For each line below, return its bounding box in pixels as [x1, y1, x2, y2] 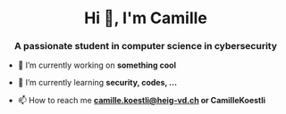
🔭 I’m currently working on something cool [17, 60, 177, 70]
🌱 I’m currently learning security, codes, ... [17, 77, 177, 88]
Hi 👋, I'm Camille [83, 8, 208, 28]
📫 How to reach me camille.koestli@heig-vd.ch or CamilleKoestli [17, 95, 266, 106]
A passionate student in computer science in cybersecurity [13, 40, 278, 53]
